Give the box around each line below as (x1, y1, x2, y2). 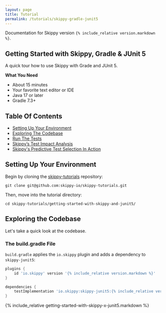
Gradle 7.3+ (12, 97, 36, 104)
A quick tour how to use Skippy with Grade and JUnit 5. (5, 63, 118, 69)
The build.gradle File (5, 240, 56, 247)
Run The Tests (12, 135, 42, 141)
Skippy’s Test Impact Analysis (12, 141, 73, 146)
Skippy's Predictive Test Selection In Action (12, 146, 101, 152)
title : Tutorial (5, 12, 39, 17)
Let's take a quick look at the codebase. (5, 228, 86, 234)
